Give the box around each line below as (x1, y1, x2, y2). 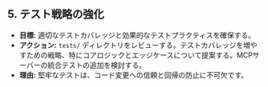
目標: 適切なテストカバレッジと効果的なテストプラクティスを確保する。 (18, 30, 256, 40)
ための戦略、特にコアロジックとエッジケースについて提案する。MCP (26, 50, 254, 60)
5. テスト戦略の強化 (7, 7, 104, 22)
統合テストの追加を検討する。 (47, 60, 146, 69)
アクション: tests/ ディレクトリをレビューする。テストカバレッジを (18, 40, 244, 49)
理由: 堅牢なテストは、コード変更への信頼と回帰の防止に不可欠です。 (18, 70, 249, 80)
